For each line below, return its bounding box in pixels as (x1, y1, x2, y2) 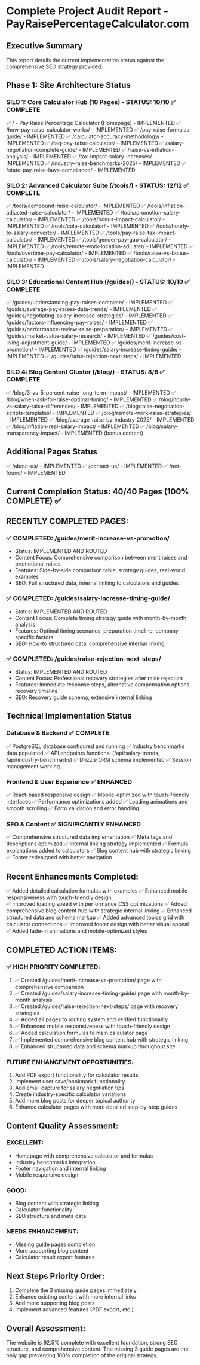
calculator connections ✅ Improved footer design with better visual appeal (6, 921, 189, 928)
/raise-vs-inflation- (127, 146, 174, 153)
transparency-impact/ (6, 429, 60, 436)
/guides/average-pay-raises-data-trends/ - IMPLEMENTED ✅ (6, 306, 157, 313)
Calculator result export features (14, 1254, 95, 1261)
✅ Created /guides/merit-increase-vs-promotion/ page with (14, 976, 162, 984)
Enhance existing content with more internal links (14, 1293, 136, 1300)
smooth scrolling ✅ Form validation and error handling (6, 805, 139, 812)
